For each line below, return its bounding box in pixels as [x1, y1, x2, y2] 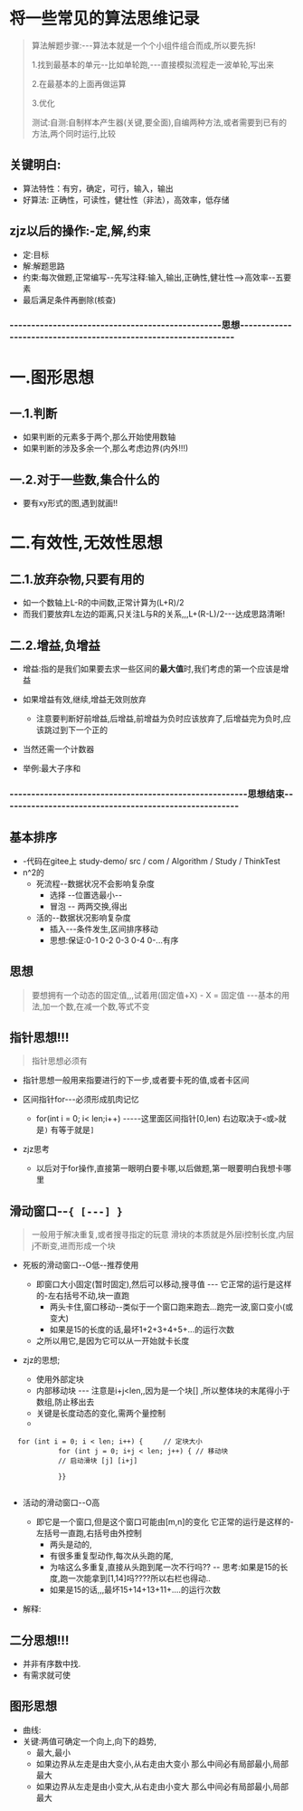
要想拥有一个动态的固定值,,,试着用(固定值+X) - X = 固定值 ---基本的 [31, 989, 282, 1000]
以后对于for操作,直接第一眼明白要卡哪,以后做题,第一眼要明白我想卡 [35, 1163, 284, 1174]
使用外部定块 [35, 1374, 84, 1385]
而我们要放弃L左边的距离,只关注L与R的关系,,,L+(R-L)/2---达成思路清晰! [22, 608, 286, 620]
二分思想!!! [9, 1633, 70, 1648]
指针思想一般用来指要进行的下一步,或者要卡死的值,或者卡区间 [22, 1074, 250, 1086]
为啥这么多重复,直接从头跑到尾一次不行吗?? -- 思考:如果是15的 [49, 1562, 280, 1573]
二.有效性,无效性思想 [9, 533, 163, 553]
